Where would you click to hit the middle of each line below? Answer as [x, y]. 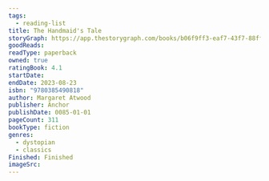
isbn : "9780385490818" [46, 90]
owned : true [28, 61]
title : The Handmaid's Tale [55, 30]
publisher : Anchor [39, 105]
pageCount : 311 [34, 120]
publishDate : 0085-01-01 [50, 113]
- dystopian [36, 142]
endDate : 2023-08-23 [43, 82]
